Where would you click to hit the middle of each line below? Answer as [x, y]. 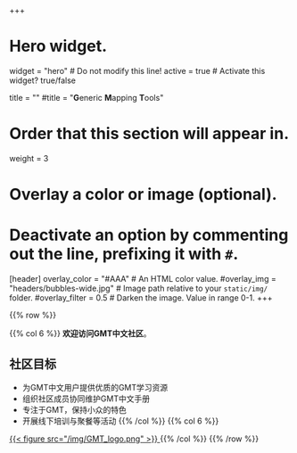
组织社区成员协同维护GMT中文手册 [86, 399]
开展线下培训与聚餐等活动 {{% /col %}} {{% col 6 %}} [120, 421]
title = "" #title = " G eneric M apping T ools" [87, 97]
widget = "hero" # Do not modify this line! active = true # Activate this [137, 70]
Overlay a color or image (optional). [144, 195]
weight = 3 [29, 158]
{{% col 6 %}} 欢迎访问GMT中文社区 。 [80, 334]
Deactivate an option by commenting [149, 235]
